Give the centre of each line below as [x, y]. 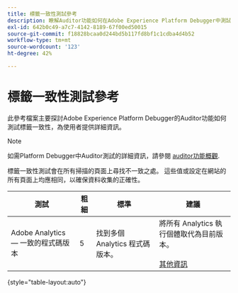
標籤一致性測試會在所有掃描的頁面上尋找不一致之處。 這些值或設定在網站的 [117, 170]
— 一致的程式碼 [37, 243]
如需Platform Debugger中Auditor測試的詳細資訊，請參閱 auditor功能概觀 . [114, 155]
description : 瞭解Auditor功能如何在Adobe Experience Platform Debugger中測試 [119, 21]
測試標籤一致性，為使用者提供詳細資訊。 [66, 127]
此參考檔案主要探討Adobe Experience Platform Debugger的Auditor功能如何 [117, 118]
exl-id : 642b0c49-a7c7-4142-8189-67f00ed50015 [77, 27]
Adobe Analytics [38, 233]
